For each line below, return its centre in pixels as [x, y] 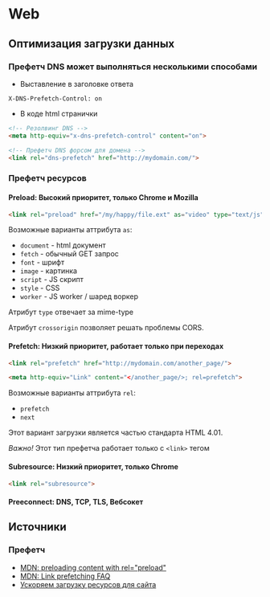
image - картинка [49, 271]
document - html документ [63, 245]
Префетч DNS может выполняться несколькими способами [133, 67]
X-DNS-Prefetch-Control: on [55, 98]
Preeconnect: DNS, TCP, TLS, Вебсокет [76, 502]
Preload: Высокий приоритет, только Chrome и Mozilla [103, 197]
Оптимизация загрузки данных [92, 44]
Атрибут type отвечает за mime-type [71, 312]
